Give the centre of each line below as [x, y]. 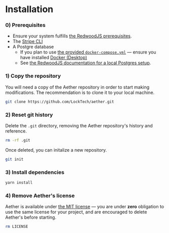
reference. [16, 131]
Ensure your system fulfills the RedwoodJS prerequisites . [72, 36]
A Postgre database [33, 47]
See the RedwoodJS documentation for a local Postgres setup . [86, 63]
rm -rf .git [18, 140]
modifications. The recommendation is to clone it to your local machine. [80, 92]
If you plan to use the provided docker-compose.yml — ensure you [88, 52]
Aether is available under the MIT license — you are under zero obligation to [85, 207]
